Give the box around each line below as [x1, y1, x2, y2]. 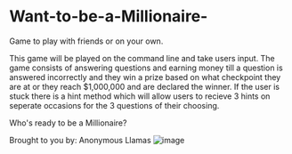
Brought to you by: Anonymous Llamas [9, 134, 151, 145]
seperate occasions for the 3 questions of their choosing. [9, 100, 220, 110]
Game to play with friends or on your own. [9, 36, 164, 46]
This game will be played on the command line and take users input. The [9, 53, 275, 63]
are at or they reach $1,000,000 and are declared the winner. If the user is [9, 81, 280, 92]
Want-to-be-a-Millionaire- [9, 6, 208, 27]
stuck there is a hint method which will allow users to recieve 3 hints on [9, 91, 271, 101]
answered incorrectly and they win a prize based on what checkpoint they [9, 71, 281, 82]
